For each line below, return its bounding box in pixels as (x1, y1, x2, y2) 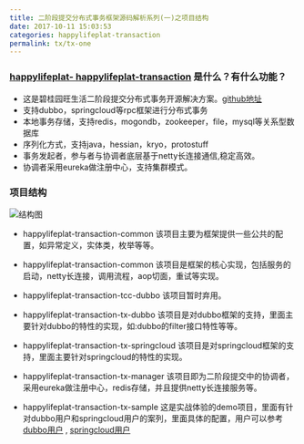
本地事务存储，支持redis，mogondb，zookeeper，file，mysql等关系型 (22, 116, 287, 127)
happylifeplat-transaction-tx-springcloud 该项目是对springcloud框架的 (22, 339, 287, 351)
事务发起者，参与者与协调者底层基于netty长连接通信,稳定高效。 (22, 150, 260, 160)
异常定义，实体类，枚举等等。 (46, 239, 159, 251)
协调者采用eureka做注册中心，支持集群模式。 (22, 161, 193, 172)
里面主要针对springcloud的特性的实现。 (38, 351, 188, 362)
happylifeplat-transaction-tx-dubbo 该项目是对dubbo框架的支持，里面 (22, 309, 286, 320)
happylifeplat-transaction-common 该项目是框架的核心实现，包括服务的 (22, 259, 291, 270)
